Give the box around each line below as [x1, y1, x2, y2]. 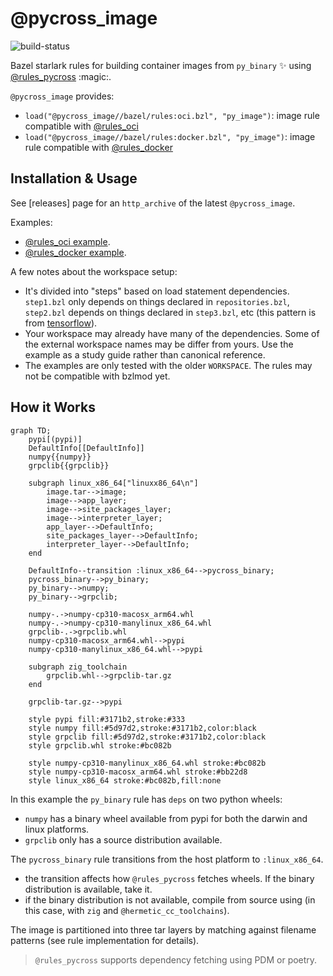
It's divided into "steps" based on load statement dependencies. [24, 285, 290, 297]
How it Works [10, 399, 96, 416]
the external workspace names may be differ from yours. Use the [24, 338, 294, 350]
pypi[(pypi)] [28, 434, 83, 444]
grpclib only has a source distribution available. [24, 833, 223, 846]
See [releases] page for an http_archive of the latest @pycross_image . [10, 197, 296, 209]
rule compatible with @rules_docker [24, 141, 173, 153]
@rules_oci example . [24, 235, 111, 247]
